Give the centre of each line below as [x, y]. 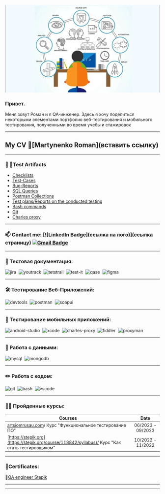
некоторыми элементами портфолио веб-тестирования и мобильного [79, 120]
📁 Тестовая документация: [39, 261]
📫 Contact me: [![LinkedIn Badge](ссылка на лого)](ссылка [79, 235]
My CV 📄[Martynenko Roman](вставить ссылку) [82, 145]
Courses [68, 418]
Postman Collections [33, 196]
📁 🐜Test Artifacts [26, 165]
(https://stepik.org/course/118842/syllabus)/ [53, 442]
